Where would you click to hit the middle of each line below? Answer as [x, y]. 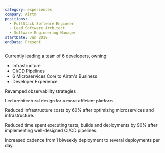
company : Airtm [21, 14]
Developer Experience [35, 81]
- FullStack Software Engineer [42, 24]
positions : [16, 19]
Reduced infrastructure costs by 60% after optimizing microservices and [80, 110]
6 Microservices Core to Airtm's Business [55, 76]
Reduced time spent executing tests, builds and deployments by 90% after [81, 125]
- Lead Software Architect [37, 28]
